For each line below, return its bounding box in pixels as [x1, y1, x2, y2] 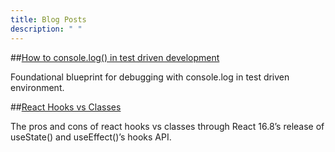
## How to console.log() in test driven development [10, 51, 220, 63]
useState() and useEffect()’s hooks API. [10, 131, 172, 143]
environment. [10, 81, 65, 93]
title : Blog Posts [10, 14, 87, 25]
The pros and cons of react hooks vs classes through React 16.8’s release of [10, 120, 325, 132]
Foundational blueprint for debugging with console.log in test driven [10, 71, 290, 83]
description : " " [10, 24, 83, 34]
